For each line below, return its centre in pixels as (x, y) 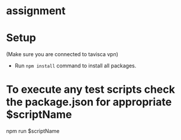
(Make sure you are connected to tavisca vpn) (62, 54)
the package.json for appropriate (89, 102)
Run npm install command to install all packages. (75, 66)
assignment (36, 11)
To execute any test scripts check (91, 89)
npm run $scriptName (33, 131)
